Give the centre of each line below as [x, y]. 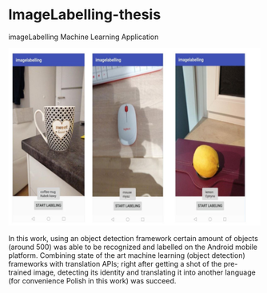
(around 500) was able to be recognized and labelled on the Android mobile [133, 247]
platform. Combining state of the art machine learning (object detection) [127, 255]
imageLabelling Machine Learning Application [84, 37]
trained [20, 272]
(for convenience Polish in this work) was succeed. [92, 281]
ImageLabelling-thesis [85, 15]
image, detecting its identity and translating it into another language [144, 272]
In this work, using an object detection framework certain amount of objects [133, 239]
